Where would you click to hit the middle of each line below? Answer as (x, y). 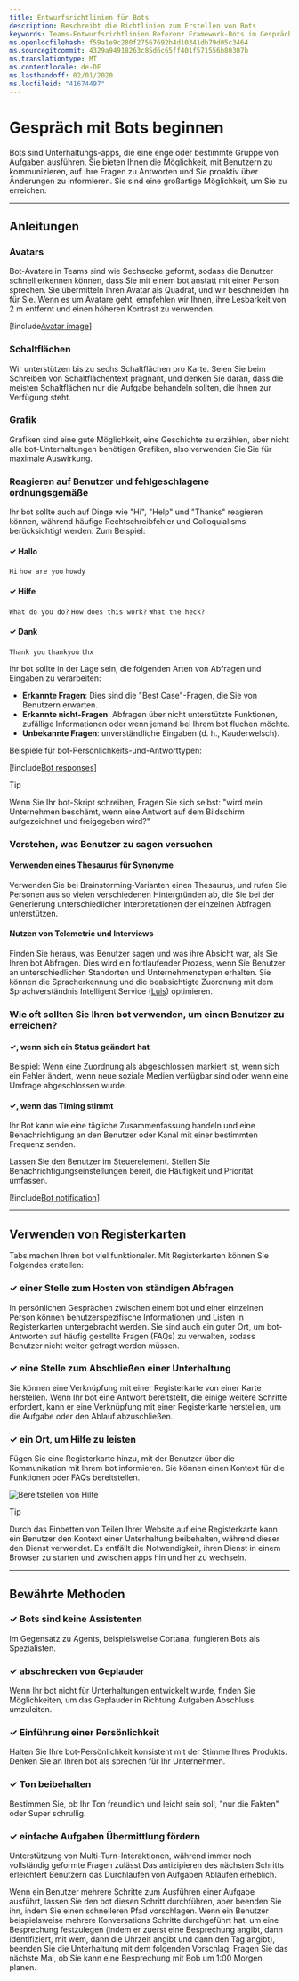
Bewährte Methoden (67, 1594)
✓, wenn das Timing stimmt (61, 1105)
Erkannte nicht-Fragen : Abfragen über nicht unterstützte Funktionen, (149, 714)
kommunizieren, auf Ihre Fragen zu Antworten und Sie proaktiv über (134, 171)
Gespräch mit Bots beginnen (117, 128)
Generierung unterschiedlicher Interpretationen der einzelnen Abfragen (140, 903)
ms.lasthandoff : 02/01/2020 (61, 76)
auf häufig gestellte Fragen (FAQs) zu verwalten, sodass (152, 1336)
